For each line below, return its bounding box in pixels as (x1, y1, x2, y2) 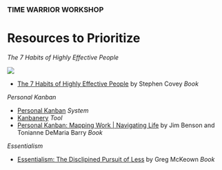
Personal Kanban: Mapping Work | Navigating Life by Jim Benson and (17, 121, 215, 129)
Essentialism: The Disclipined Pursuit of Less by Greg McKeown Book (17, 155, 215, 163)
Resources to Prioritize (7, 30, 141, 46)
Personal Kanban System (17, 106, 89, 115)
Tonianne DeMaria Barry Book (17, 128, 103, 136)
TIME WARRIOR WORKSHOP (7, 5, 104, 15)
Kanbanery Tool (17, 113, 63, 122)
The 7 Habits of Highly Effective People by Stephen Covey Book (17, 79, 199, 88)
